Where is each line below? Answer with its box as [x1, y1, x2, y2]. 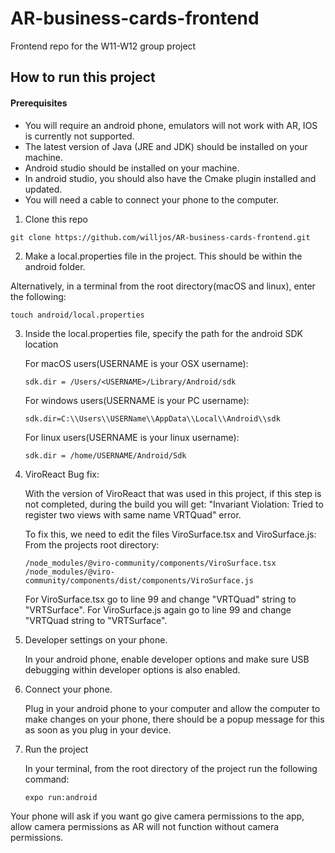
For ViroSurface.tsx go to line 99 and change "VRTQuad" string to [24, 593, 297, 605]
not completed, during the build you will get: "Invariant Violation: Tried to [24, 498, 324, 510]
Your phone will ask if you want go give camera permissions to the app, [10, 810, 305, 822]
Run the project [24, 743, 89, 755]
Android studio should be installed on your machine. [24, 162, 240, 174]
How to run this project [10, 69, 156, 86]
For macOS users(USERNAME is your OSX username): [24, 357, 249, 369]
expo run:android [24, 792, 98, 802]
